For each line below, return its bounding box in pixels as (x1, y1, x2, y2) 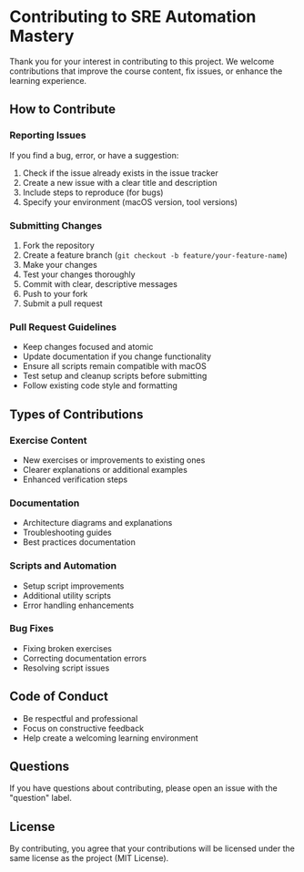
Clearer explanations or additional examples (22, 464, 188, 475)
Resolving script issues (22, 662, 110, 673)
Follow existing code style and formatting (22, 380, 177, 391)
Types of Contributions (9, 406, 144, 422)
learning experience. (9, 75, 87, 86)
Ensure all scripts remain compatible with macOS (22, 361, 208, 372)
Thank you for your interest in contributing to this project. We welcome (9, 56, 275, 67)
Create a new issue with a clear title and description (22, 177, 218, 188)
